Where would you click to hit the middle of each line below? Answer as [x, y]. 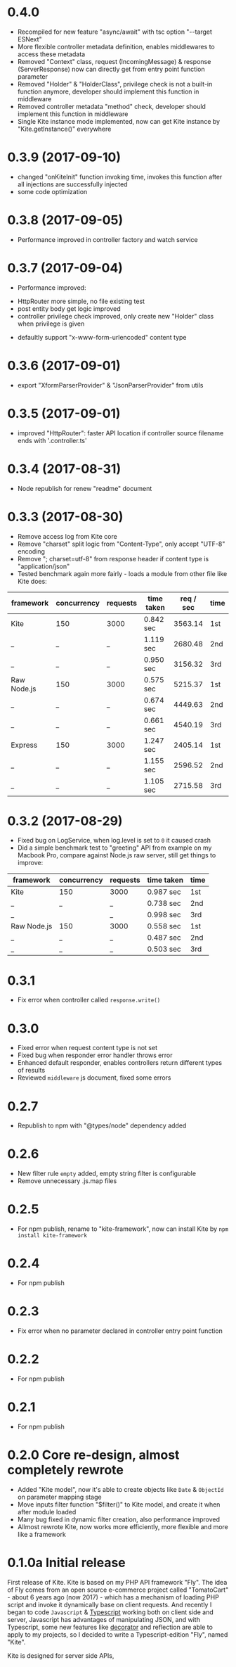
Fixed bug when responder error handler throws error [95, 1055]
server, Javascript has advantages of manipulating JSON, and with [104, 1619]
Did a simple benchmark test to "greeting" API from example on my [114, 848]
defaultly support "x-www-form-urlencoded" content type [102, 337]
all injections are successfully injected [72, 184]
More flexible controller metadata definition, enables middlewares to [116, 46]
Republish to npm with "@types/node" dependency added [102, 1125]
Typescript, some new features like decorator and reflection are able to [110, 1627]
